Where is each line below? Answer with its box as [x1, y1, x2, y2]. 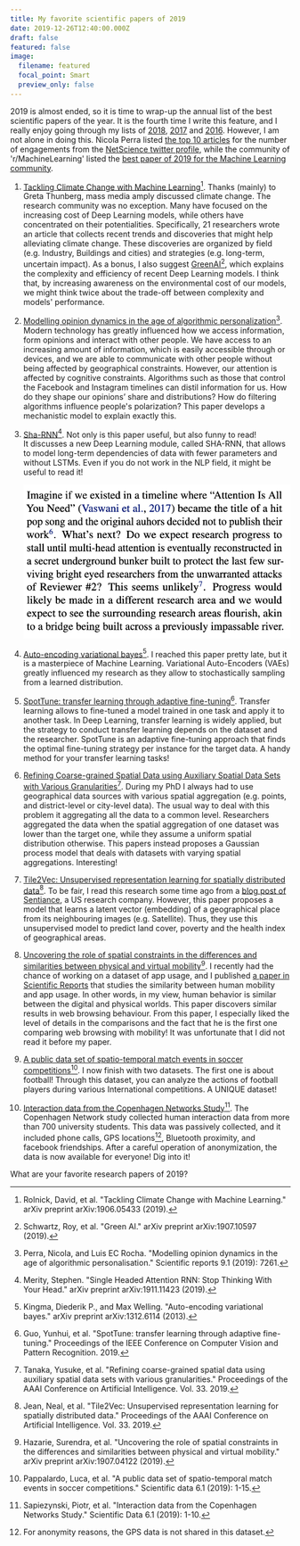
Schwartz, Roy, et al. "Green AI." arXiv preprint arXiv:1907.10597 [22, 1221, 257, 1232]
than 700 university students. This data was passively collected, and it [22, 1121, 281, 1132]
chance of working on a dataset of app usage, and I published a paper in [22, 971, 290, 981]
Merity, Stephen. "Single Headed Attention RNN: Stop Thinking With [22, 1275, 272, 1286]
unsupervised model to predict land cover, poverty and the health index [22, 923, 286, 934]
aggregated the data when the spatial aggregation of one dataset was [22, 819, 280, 830]
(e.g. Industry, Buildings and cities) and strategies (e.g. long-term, [22, 248, 265, 259]
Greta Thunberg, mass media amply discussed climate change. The [22, 191, 272, 202]
